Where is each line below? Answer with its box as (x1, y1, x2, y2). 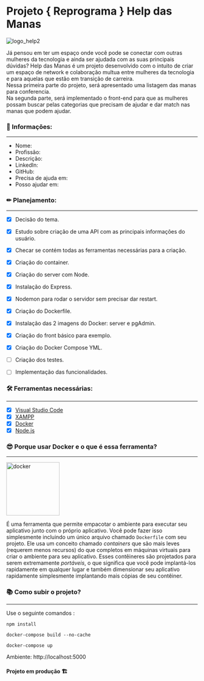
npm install (6, 621, 36, 627)
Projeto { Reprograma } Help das (6, 4, 172, 18)
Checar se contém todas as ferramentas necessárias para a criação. (15, 246, 187, 254)
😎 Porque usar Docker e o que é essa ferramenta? (6, 442, 157, 451)
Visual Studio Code (15, 406, 64, 413)
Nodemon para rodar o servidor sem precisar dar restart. (15, 295, 158, 302)
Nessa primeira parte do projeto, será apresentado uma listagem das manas (6, 81, 197, 89)
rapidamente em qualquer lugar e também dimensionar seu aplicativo (6, 566, 180, 573)
